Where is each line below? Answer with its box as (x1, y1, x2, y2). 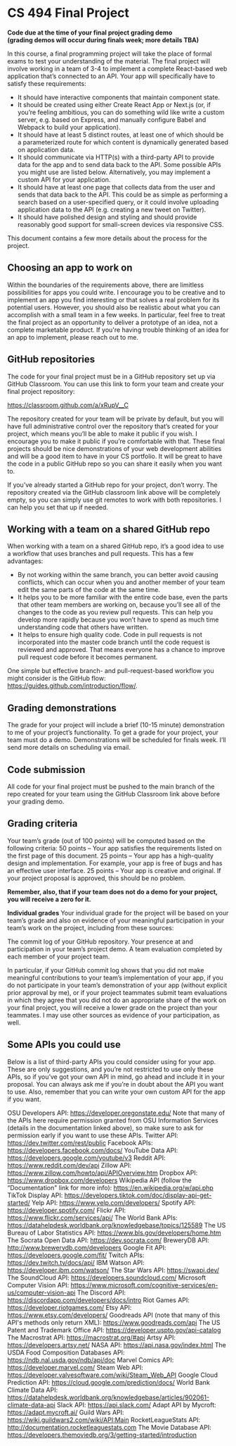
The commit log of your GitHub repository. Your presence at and (7, 937, 193, 946)
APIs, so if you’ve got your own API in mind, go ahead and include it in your (7, 1073, 225, 1081)
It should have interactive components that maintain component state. (17, 93, 220, 101)
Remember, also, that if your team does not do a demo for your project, (7, 887, 218, 896)
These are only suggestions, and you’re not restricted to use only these (7, 1065, 214, 1073)
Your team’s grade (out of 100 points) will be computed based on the (7, 836, 206, 845)
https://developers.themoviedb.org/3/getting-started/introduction (7, 1430, 197, 1439)
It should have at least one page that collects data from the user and (17, 183, 216, 191)
